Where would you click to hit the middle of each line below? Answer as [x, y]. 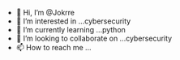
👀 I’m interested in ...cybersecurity [73, 21]
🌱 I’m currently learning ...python [71, 30]
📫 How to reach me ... [54, 47]
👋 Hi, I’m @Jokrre [45, 13]
